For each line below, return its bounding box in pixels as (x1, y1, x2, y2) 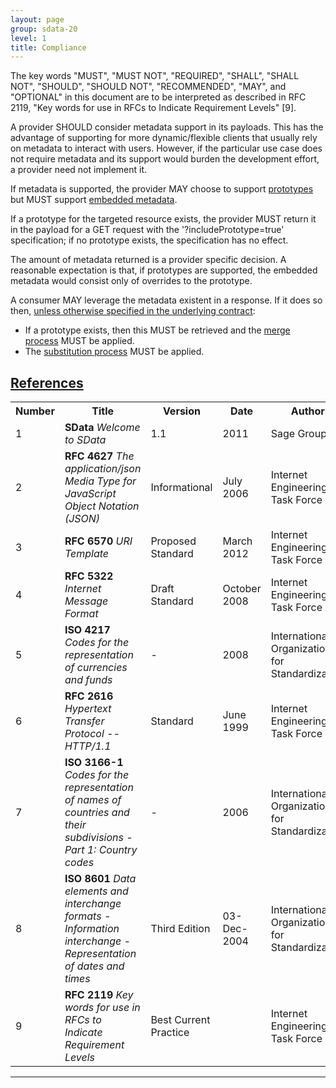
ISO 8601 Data (64, 872, 137, 886)
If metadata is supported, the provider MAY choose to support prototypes (10, 183, 314, 195)
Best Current (150, 1013, 211, 1027)
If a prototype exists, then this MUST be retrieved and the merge (24, 324, 291, 336)
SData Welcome (64, 421, 141, 435)
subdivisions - (64, 831, 133, 845)
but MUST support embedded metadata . (10, 194, 178, 206)
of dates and (64, 959, 125, 973)
